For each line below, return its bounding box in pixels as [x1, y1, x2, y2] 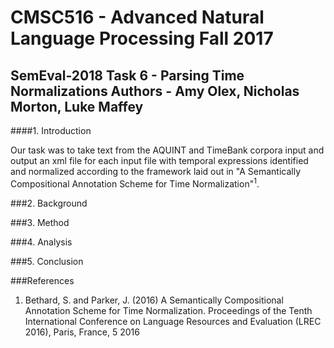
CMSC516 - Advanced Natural [10, 6, 265, 29]
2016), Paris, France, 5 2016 [24, 326, 140, 338]
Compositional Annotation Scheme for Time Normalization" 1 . [10, 176, 260, 190]
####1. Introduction [10, 125, 92, 136]
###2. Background [10, 197, 88, 209]
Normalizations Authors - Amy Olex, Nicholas [10, 82, 300, 100]
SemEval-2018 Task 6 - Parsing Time [10, 67, 245, 84]
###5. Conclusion [10, 255, 84, 267]
